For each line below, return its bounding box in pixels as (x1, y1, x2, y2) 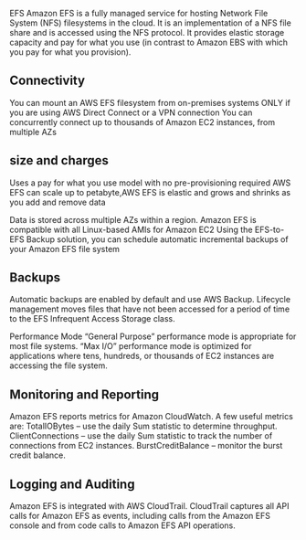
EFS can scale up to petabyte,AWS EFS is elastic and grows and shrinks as (9, 186, 290, 197)
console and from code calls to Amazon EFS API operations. (9, 520, 236, 531)
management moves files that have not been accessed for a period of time (9, 303, 290, 314)
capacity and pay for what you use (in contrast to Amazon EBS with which (9, 37, 289, 48)
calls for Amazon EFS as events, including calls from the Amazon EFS (9, 511, 271, 522)
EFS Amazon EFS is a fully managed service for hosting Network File (9, 8, 269, 18)
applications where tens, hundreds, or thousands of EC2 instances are (9, 351, 275, 362)
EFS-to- (254, 224, 285, 235)
